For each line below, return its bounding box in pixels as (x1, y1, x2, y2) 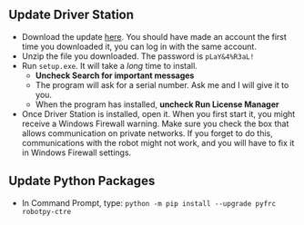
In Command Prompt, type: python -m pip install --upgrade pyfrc (21, 197, 277, 208)
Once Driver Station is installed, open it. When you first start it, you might (21, 108, 296, 119)
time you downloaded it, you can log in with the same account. (21, 41, 257, 52)
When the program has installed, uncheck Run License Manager (35, 99, 279, 110)
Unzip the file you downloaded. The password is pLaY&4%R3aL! (21, 50, 255, 62)
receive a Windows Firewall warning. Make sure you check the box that (21, 118, 289, 129)
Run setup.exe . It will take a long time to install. (21, 60, 198, 71)
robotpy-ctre (21, 207, 72, 216)
